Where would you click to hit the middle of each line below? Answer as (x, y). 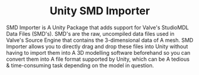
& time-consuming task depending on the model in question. (80, 65)
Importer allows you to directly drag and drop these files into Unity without (97, 46)
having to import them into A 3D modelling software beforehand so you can (98, 52)
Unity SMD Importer (100, 11)
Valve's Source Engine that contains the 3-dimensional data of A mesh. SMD (100, 40)
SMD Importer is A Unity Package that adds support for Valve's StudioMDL (97, 27)
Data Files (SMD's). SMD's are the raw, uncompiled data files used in (90, 33)
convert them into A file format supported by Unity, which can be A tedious (98, 59)
